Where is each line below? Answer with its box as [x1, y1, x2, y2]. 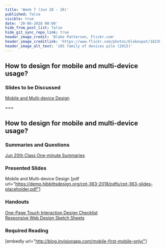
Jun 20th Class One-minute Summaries [5, 152, 85, 158]
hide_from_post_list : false [5, 25, 63, 30]
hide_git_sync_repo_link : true [5, 30, 69, 35]
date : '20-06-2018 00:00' [5, 21, 58, 26]
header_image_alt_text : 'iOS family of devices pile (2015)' [5, 44, 133, 49]
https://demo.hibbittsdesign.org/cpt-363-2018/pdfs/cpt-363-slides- [15, 181, 153, 187]
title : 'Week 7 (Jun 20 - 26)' [5, 7, 69, 12]
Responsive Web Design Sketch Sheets [5, 215, 85, 221]
